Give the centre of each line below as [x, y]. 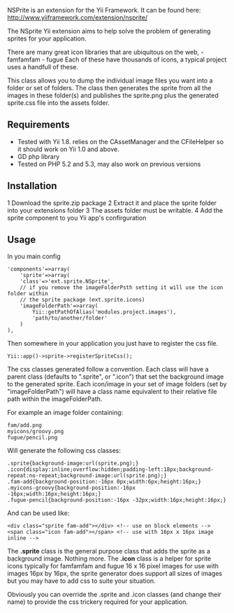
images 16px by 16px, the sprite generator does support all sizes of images [115, 574]
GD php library [38, 156]
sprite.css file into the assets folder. [58, 103]
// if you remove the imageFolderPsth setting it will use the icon [122, 288]
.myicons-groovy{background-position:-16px [72, 488]
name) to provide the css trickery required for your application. [98, 602]
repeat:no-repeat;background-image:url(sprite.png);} [87, 476]
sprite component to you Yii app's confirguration [77, 218]
